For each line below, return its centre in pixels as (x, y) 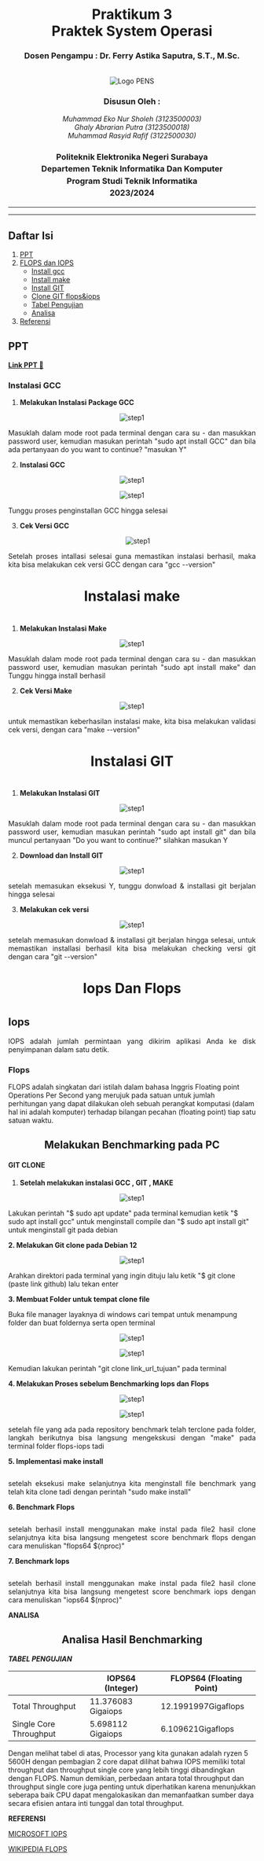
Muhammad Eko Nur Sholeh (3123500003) (132, 119)
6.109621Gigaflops (197, 1729)
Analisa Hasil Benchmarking (132, 1640)
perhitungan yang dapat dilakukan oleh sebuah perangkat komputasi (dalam (132, 1104)
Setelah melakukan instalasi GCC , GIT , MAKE (97, 1182)
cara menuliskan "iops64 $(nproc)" (65, 1600)
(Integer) (122, 1688)
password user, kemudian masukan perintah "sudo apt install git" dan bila (132, 832)
